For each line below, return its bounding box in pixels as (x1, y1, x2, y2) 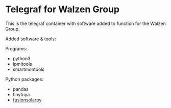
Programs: (5, 45, 27, 51)
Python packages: (5, 76, 43, 82)
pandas (12, 86, 29, 92)
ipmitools (12, 61, 32, 67)
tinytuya (12, 91, 30, 97)
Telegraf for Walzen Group (5, 4, 120, 15)
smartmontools (12, 66, 45, 72)
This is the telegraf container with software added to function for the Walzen (5, 20, 166, 26)
